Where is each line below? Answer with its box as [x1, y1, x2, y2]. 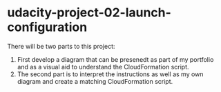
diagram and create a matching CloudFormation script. [17, 77, 173, 85]
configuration [7, 19, 88, 35]
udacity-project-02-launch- [7, 5, 171, 21]
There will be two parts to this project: [7, 42, 115, 50]
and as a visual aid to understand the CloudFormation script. [17, 62, 189, 71]
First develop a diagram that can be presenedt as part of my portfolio [17, 55, 214, 63]
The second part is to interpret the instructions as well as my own [17, 70, 204, 78]
